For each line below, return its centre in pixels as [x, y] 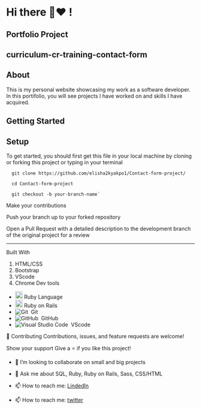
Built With [18, 252]
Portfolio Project [37, 34]
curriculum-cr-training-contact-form [77, 54]
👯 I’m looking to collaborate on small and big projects [80, 362]
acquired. [18, 102]
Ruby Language [43, 297]
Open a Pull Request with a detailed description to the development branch [99, 228]
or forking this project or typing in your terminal [65, 162]
